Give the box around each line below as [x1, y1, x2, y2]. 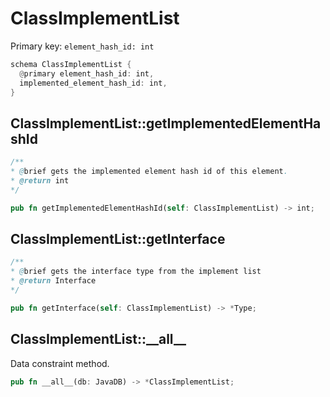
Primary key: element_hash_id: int [10, 40, 155, 52]
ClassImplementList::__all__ [10, 331, 187, 348]
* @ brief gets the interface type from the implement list [10, 267, 262, 277]
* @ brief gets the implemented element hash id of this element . [10, 167, 288, 177]
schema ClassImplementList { [10, 59, 132, 69]
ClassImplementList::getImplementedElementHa [10, 115, 322, 132]
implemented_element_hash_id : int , [19, 78, 168, 88]
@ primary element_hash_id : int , [19, 68, 155, 79]
